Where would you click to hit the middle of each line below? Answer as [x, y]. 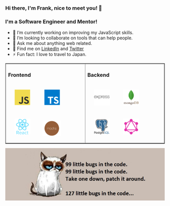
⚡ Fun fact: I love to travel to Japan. [50, 55]
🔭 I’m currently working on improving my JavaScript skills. [73, 33]
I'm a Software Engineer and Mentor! [51, 21]
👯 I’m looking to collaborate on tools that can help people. [73, 38]
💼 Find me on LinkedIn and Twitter [48, 49]
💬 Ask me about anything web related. [52, 43]
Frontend [20, 75]
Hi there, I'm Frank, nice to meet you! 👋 [54, 8]
